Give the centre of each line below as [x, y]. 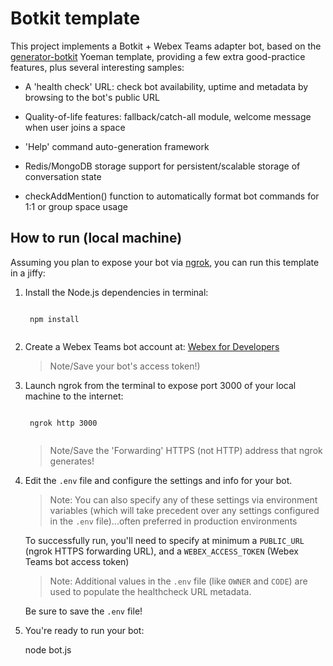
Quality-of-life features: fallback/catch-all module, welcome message [168, 116]
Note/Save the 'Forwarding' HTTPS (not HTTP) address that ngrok [186, 450]
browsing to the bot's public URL [92, 97]
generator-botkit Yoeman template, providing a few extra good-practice [158, 56]
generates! [72, 461]
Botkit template [75, 18]
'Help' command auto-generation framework [117, 146]
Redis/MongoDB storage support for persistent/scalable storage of [162, 166]
